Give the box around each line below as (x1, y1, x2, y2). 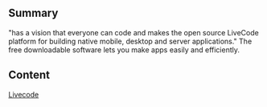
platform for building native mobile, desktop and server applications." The (8, 36, 253, 46)
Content (8, 68, 51, 82)
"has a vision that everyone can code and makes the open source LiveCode (8, 27, 259, 37)
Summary (8, 6, 59, 20)
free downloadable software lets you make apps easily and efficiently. (8, 44, 240, 55)
